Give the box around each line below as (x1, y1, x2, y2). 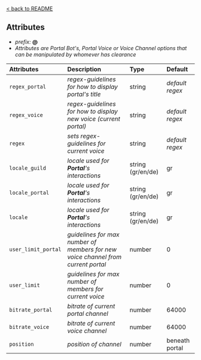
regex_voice (9, 112, 44, 118)
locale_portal (9, 189, 50, 196)
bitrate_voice (9, 324, 50, 330)
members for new (67, 245, 117, 253)
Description (67, 65, 102, 73)
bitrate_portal (9, 306, 53, 313)
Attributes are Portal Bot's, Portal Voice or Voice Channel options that (14, 44, 187, 51)
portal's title (67, 90, 101, 98)
